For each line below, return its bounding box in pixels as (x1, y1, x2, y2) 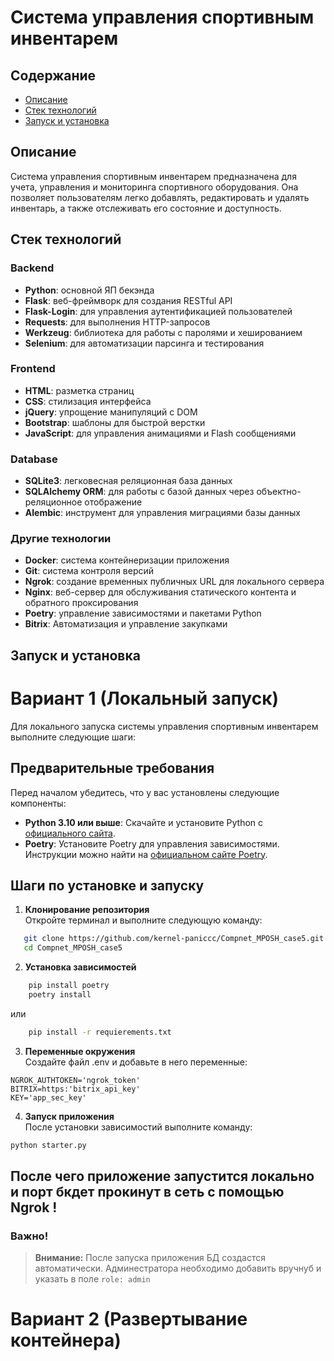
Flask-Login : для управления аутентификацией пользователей (24, 305, 293, 317)
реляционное (24, 496, 83, 508)
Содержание (10, 67, 97, 84)
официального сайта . (24, 827, 117, 839)
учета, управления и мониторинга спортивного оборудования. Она (10, 181, 299, 193)
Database (10, 452, 58, 466)
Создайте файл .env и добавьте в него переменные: (24, 1056, 248, 1068)
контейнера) (10, 1329, 122, 1352)
